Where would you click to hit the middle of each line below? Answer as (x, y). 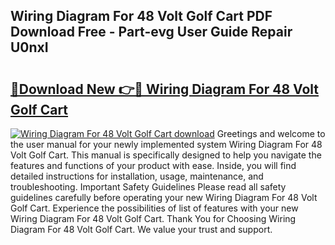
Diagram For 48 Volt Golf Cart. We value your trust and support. (141, 229)
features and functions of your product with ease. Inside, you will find (153, 165)
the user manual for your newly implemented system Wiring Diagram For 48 (166, 144)
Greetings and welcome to (271, 133)
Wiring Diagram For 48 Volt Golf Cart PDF (141, 16)
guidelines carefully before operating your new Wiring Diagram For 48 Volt (164, 197)
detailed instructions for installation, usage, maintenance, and (137, 176)
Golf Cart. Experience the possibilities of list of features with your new (154, 208)
